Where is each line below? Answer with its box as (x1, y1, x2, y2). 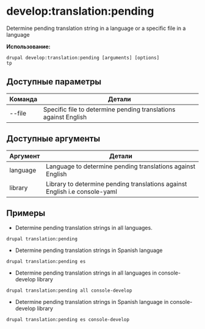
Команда (9, 95, 38, 103)
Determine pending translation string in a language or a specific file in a (6, 24, 186, 32)
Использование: (6, 43, 51, 50)
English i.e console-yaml (45, 187, 118, 196)
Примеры (6, 208, 46, 218)
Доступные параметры (6, 76, 102, 87)
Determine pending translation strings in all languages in (15, 269, 157, 276)
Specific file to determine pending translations (43, 105, 176, 114)
